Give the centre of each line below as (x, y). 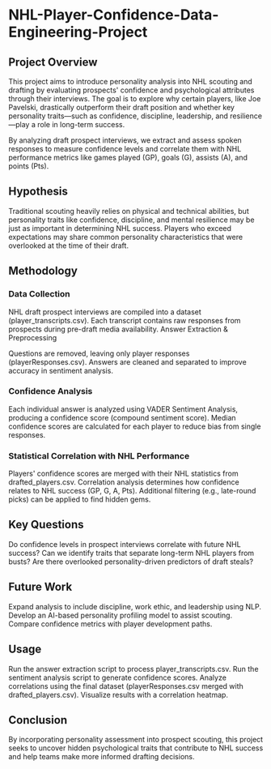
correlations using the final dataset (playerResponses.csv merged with (126, 686)
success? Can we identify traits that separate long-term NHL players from (131, 553)
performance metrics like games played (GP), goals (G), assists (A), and (128, 157)
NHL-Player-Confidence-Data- (114, 15)
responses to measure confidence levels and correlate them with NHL (125, 149)
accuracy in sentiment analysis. (61, 370)
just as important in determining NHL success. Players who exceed (120, 228)
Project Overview (53, 62)
